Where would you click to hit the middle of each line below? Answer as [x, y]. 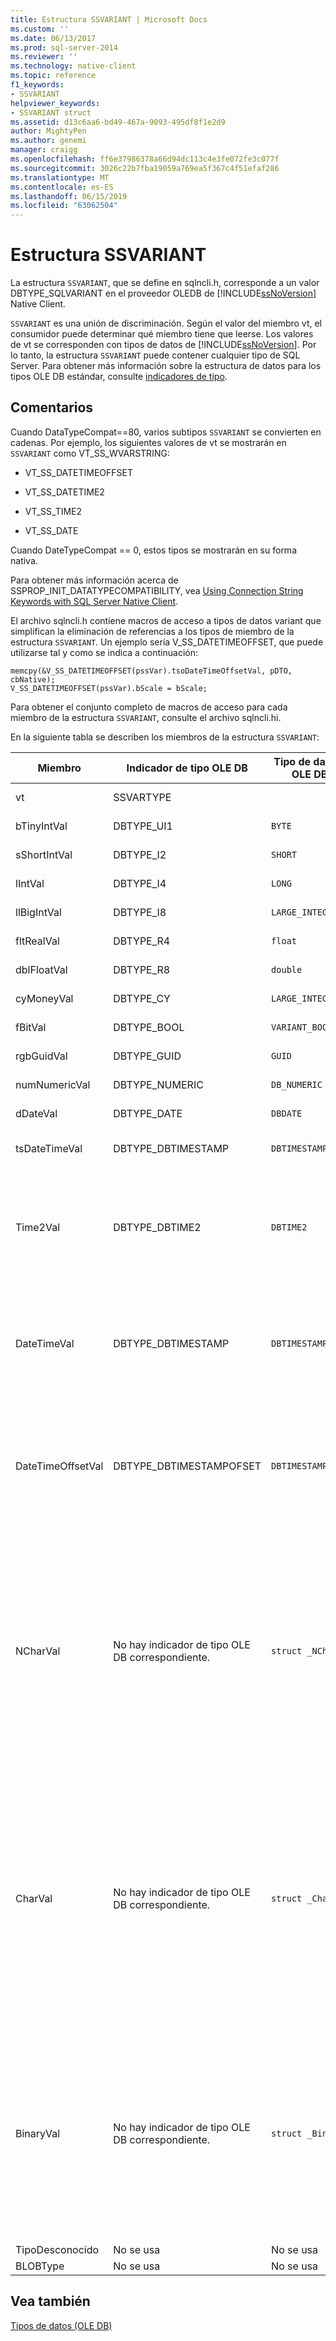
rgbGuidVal [41, 1056]
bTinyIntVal [41, 826]
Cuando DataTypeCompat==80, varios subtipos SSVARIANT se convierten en [166, 432]
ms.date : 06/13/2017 [53, 38]
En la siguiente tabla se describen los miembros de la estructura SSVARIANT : [165, 737]
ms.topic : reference [53, 76]
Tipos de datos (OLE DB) [61, 2325]
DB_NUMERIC [297, 1084]
